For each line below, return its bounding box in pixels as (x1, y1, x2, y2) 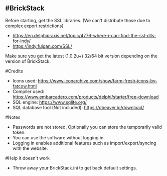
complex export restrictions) (5, 23, 64, 29)
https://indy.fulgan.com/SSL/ (12, 43, 73, 49)
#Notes (5, 114, 21, 120)
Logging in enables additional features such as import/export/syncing (12, 140, 156, 146)
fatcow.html (12, 83, 37, 89)
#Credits (5, 68, 24, 74)
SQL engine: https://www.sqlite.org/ (12, 99, 87, 105)
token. (12, 129, 26, 135)
